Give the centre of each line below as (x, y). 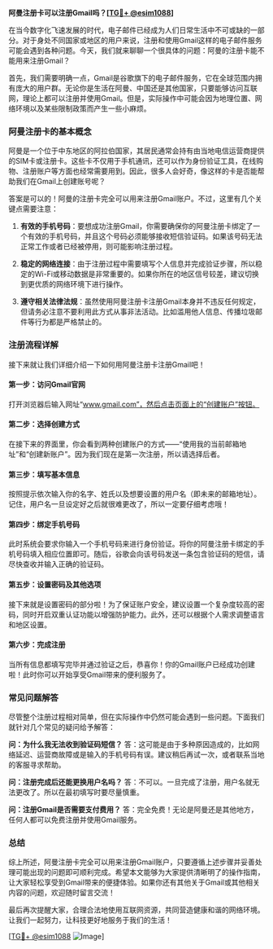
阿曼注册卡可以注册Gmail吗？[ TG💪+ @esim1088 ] (91, 13)
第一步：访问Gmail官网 (47, 384)
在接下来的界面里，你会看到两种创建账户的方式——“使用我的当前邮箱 (124, 444)
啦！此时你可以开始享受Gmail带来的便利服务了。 (89, 674)
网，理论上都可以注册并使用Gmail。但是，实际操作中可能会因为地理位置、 (132, 98)
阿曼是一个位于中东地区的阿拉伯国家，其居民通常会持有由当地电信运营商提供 (136, 151)
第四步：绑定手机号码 (44, 524)
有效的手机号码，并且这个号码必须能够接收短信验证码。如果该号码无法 (145, 236)
